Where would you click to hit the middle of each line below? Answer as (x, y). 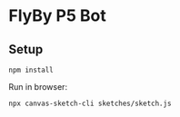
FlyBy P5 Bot (57, 16)
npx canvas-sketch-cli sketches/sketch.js (90, 103)
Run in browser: (38, 87)
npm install (31, 70)
